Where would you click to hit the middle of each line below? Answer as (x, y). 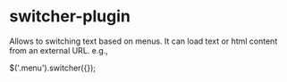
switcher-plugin (70, 16)
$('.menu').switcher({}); (53, 68)
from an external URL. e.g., (59, 50)
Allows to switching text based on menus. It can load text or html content (143, 41)
